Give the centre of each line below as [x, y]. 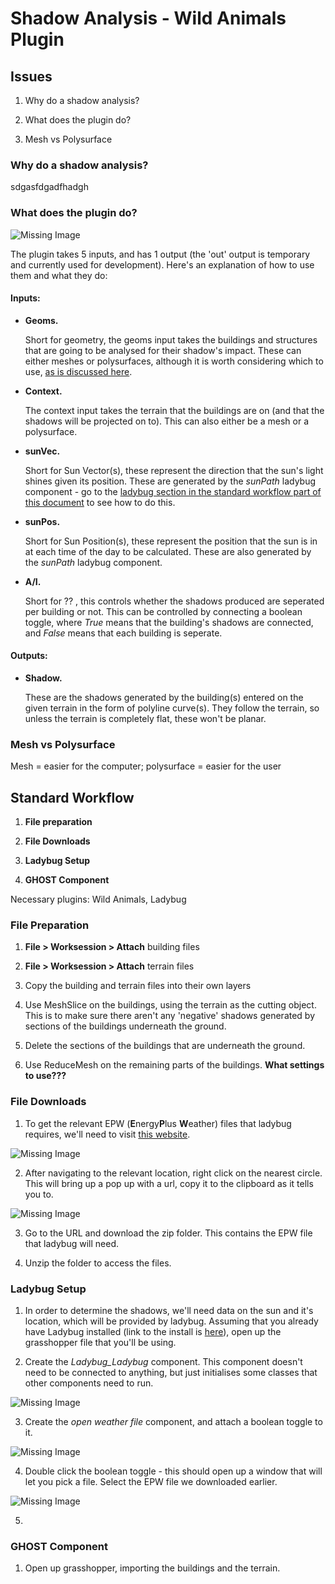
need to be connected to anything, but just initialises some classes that [171, 1372]
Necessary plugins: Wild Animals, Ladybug [98, 899]
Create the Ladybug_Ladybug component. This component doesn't [163, 1361]
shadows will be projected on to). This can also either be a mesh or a [167, 421]
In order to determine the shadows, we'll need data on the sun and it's [169, 1310]
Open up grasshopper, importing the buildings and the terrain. [152, 1568]
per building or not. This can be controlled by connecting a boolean [163, 611]
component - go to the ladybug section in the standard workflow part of [173, 491]
